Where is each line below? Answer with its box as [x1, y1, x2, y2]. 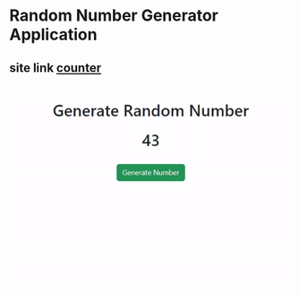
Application [9, 24, 98, 45]
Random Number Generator [9, 5, 219, 26]
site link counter [9, 60, 101, 75]
